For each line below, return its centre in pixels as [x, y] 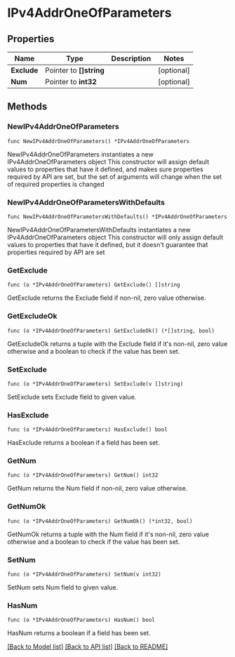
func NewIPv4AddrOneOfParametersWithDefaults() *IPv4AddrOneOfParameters [117, 217]
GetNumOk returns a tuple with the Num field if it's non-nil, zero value [108, 534]
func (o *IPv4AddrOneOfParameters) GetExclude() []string [94, 285]
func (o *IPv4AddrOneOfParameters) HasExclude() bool [88, 430]
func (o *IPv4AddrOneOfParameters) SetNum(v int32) [84, 575]
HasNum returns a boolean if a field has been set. [79, 633]
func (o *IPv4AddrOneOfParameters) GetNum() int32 [83, 475]
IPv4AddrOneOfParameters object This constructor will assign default [108, 161]
